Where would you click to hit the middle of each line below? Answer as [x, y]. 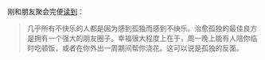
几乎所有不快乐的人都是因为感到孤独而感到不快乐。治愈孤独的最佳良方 [142, 28]
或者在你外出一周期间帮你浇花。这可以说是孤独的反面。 [152, 48]
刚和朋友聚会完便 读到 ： [46, 11]
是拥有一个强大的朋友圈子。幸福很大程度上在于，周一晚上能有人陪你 [138, 38]
